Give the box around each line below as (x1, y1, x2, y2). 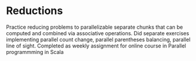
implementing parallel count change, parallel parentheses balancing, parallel (6, 36, 191, 43)
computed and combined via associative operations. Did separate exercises (6, 29, 190, 36)
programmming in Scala (6, 48, 64, 55)
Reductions (6, 4, 63, 18)
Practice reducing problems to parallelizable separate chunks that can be (6, 23, 183, 30)
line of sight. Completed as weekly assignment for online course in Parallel (6, 42, 187, 49)
